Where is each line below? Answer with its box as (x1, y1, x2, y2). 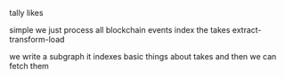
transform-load (9, 35, 65, 44)
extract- (232, 25, 262, 35)
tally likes (9, 8, 44, 18)
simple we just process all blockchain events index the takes (9, 25, 231, 35)
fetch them (9, 61, 49, 71)
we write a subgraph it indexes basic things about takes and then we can (9, 51, 277, 61)
